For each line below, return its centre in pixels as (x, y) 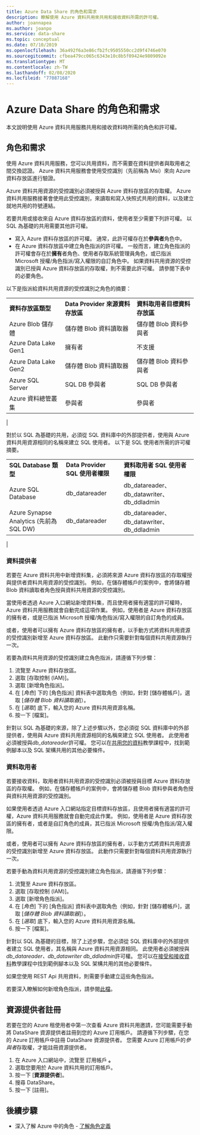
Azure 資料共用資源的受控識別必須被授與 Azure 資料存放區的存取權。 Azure (99, 191)
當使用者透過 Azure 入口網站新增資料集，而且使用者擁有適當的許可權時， (96, 603)
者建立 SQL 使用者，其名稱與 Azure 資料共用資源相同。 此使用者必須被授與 (98, 949)
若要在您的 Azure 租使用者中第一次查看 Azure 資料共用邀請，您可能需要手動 (99, 1025)
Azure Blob (25, 324)
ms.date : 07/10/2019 (32, 45)
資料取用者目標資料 (163, 303)
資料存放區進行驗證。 (32, 178)
